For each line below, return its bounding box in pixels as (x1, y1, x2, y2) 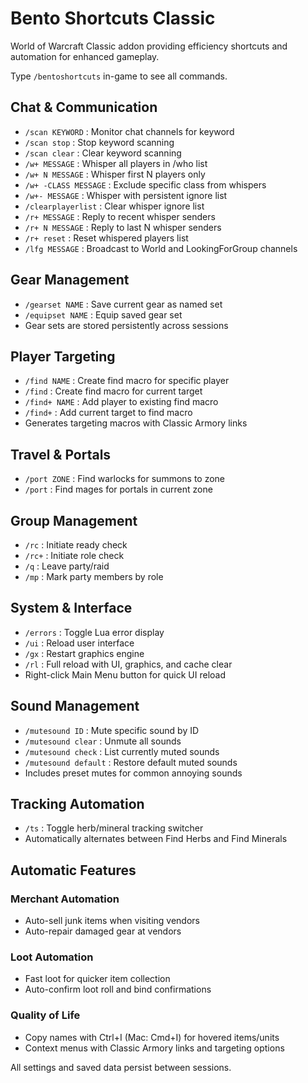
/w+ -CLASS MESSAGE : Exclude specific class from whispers (24, 178, 267, 191)
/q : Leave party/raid (24, 560, 110, 572)
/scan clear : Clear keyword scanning (24, 147, 182, 159)
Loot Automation (10, 950, 94, 964)
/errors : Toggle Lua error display (24, 626, 165, 638)
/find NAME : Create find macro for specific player (24, 375, 230, 387)
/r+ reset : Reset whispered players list (24, 232, 189, 244)
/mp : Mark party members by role (24, 571, 164, 582)
